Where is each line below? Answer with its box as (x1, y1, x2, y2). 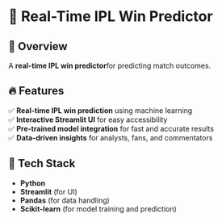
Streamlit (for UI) (19, 186, 78, 196)
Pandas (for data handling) (19, 195, 111, 205)
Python (19, 178, 46, 188)
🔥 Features (8, 84, 65, 98)
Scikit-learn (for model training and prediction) (19, 203, 178, 213)
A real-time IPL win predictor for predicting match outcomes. (8, 61, 212, 70)
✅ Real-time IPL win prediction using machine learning (8, 105, 193, 115)
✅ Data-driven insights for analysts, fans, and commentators (8, 132, 213, 142)
